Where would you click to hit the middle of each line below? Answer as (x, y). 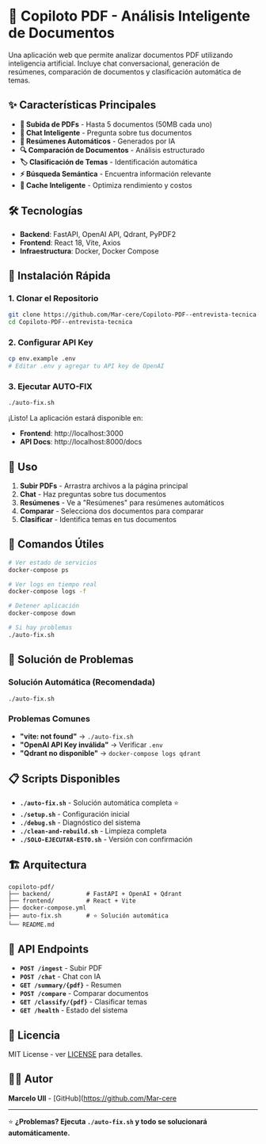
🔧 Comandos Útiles (56, 545)
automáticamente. (39, 1133)
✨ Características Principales (82, 105)
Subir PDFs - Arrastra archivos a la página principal (104, 486)
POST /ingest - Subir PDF (61, 968)
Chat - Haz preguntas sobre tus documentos (93, 494)
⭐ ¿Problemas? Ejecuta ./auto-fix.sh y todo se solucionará (108, 1121)
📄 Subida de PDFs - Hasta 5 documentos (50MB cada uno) (116, 124)
